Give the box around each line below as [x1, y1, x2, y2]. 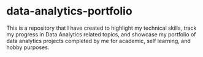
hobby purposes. [6, 44, 50, 51]
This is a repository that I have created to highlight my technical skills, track [6, 24, 197, 32]
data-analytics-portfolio [6, 4, 133, 18]
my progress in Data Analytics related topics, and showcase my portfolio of [6, 30, 196, 38]
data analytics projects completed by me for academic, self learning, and [6, 37, 191, 44]
